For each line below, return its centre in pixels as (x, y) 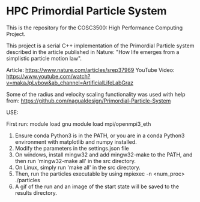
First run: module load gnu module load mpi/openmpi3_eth (79, 123)
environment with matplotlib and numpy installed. (76, 141)
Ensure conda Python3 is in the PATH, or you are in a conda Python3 (100, 135)
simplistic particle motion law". (44, 58)
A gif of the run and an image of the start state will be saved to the (97, 186)
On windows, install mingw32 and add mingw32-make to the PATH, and (104, 155)
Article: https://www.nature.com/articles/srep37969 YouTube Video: (90, 70)
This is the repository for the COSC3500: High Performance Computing (95, 28)
